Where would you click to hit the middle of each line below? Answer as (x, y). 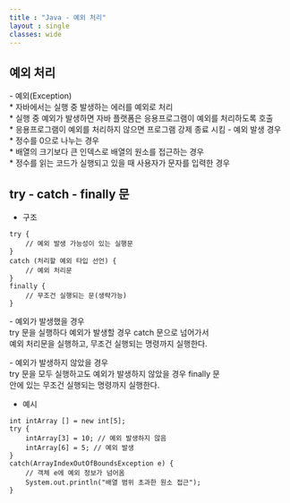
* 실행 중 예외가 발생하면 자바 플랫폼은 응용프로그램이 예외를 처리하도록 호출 (141, 118)
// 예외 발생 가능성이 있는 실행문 (79, 243)
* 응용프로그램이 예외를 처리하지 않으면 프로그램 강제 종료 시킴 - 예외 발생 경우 (145, 130)
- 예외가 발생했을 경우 (47, 321)
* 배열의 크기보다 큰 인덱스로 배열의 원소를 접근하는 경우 (107, 152)
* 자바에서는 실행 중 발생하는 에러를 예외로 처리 (91, 107)
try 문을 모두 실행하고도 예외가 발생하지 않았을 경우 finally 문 (115, 374)
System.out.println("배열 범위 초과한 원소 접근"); (113, 482)
